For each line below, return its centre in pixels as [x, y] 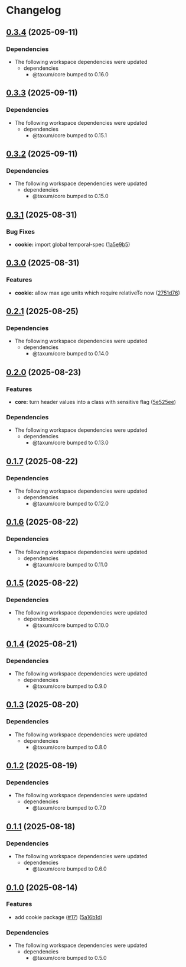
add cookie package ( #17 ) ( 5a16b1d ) [58, 917]
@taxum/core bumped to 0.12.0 [71, 503]
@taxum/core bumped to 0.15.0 [70, 196]
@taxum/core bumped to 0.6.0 [70, 869]
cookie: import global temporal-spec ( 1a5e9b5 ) [72, 244]
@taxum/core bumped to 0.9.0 [70, 686]
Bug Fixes [21, 231]
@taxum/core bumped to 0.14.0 [71, 354]
